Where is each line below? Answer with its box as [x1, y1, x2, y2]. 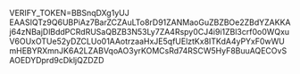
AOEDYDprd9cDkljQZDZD [9, 55, 104, 65]
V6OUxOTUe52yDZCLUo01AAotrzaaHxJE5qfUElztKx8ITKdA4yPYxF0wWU [9, 36, 286, 46]
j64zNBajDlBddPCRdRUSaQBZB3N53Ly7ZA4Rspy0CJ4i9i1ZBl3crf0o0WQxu [9, 27, 290, 37]
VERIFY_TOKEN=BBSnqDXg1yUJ [9, 8, 129, 18]
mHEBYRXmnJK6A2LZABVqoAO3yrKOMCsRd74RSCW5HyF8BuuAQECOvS [9, 45, 287, 56]
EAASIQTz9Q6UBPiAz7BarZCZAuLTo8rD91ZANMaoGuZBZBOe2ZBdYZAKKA [9, 17, 291, 28]
